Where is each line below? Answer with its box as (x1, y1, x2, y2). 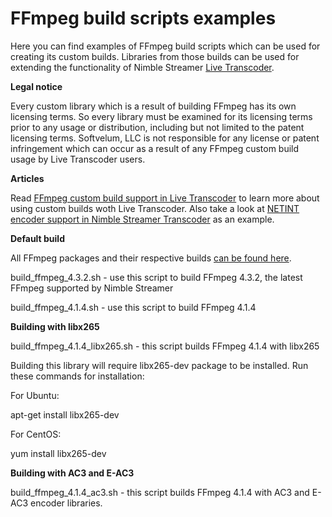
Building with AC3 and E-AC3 (10, 467, 135, 479)
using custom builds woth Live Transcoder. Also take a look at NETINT (10, 202, 300, 214)
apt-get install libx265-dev (10, 408, 120, 421)
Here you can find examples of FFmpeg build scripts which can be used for (10, 40, 321, 52)
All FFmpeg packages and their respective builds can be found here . (10, 252, 292, 264)
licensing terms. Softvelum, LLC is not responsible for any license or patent (10, 132, 320, 144)
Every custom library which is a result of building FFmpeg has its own (10, 100, 297, 112)
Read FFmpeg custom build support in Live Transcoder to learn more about (10, 192, 320, 204)
